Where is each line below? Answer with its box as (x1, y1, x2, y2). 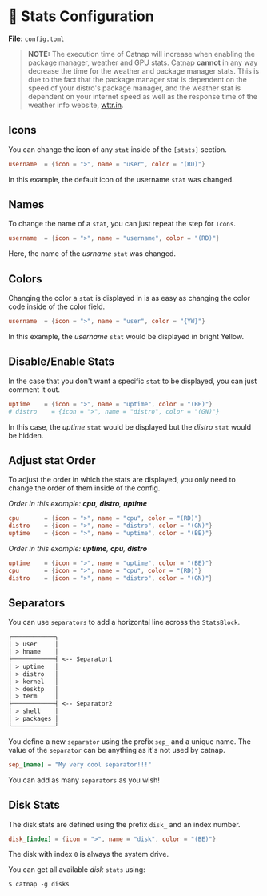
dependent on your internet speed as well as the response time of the (27, 91, 258, 101)
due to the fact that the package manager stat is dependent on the (27, 74, 248, 84)
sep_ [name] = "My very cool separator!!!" (8, 760, 152, 769)
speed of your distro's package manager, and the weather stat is (27, 83, 241, 93)
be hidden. (8, 430, 44, 440)
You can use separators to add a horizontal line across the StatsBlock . (8, 618, 241, 627)
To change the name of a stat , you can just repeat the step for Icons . (8, 219, 236, 229)
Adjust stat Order (8, 454, 96, 467)
